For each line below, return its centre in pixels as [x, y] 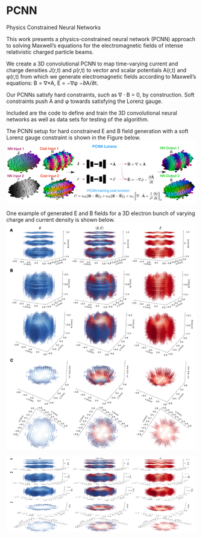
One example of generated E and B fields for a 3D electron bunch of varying [101, 213]
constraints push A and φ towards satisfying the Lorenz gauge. [84, 101]
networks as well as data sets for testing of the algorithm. [77, 119]
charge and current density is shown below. [61, 220]
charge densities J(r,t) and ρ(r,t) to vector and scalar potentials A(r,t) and [96, 70]
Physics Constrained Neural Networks [54, 27]
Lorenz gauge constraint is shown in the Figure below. [73, 138]
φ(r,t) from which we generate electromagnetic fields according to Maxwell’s [101, 76]
